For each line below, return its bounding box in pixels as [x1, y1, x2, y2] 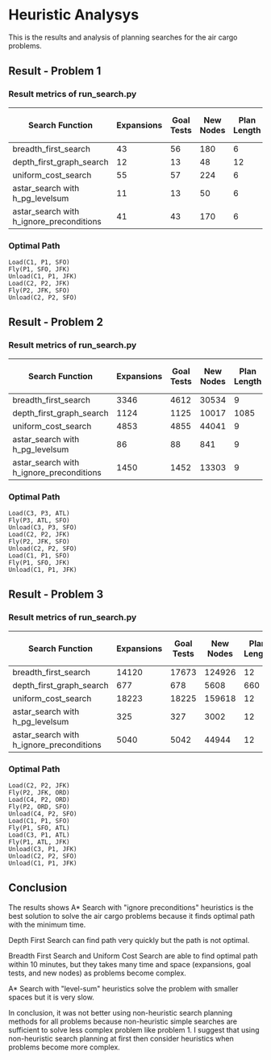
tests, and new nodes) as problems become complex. [8, 968, 187, 978]
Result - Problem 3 [8, 587, 103, 602]
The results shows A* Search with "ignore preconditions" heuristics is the [8, 902, 254, 912]
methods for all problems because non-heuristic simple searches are [8, 1016, 238, 1026]
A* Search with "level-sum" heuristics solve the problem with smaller [8, 983, 239, 993]
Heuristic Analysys [8, 6, 140, 24]
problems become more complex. [8, 1042, 121, 1052]
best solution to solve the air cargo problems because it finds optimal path [8, 911, 256, 920]
